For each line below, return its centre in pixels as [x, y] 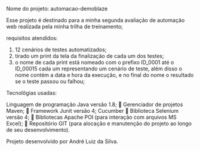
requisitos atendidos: [32, 38]
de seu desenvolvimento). [38, 130]
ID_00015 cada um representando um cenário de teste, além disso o [98, 69]
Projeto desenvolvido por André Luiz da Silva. [62, 141]
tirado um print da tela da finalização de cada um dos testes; [89, 56]
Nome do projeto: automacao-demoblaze [57, 9]
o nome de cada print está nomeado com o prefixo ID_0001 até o [94, 62]
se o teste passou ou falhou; [50, 81]
